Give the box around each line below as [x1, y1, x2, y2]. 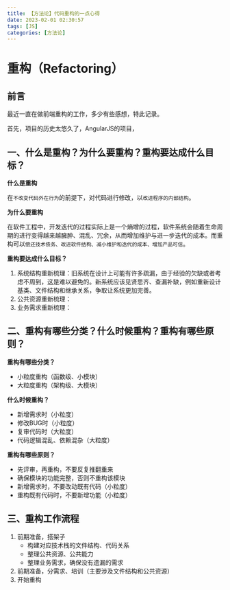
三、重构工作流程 [7, 513, 79, 525]
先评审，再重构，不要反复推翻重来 [16, 465, 114, 473]
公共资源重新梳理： [16, 295, 72, 303]
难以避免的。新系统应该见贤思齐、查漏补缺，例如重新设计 [59, 277, 221, 286]
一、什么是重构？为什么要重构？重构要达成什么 [7, 146, 205, 158]
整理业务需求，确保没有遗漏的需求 [27, 558, 124, 567]
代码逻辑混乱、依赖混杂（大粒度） [16, 435, 114, 444]
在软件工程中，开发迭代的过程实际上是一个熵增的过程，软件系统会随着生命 [7, 223, 217, 231]
